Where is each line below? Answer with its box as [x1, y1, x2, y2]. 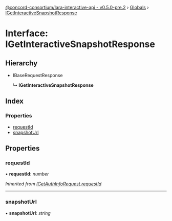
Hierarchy [5, 59, 38, 67]
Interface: [5, 28, 49, 39]
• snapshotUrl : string [5, 210, 51, 216]
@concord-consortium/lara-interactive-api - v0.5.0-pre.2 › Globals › [5, 5, 149, 10]
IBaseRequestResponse [12, 72, 63, 78]
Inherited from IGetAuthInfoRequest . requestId [5, 181, 102, 187]
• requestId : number [5, 171, 49, 177]
